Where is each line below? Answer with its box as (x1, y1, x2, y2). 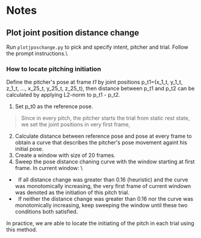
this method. (6, 226, 37, 233)
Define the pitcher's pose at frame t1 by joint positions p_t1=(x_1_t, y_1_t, (6, 79, 183, 86)
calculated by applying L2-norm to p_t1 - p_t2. (6, 91, 120, 99)
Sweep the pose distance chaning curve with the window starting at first (14, 158, 195, 165)
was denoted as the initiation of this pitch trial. (14, 189, 129, 196)
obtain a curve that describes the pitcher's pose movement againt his (14, 139, 188, 146)
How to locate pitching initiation (6, 64, 101, 73)
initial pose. (14, 145, 44, 153)
